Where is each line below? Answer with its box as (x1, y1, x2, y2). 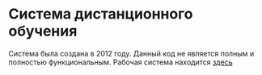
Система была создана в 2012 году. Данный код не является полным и (8, 48, 255, 58)
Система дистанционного (8, 5, 193, 23)
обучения (8, 22, 78, 40)
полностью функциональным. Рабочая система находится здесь (8, 57, 233, 67)
